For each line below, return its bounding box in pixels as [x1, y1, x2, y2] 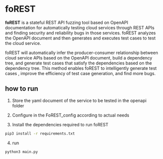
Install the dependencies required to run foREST [12, 121, 109, 127]
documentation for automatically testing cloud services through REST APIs [5, 24, 155, 30]
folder [12, 102, 24, 108]
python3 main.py [5, 149, 38, 154]
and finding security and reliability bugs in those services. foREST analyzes [5, 30, 156, 36]
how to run [5, 84, 38, 93]
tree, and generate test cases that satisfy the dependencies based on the [5, 60, 152, 66]
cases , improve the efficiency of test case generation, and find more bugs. [5, 70, 156, 76]
